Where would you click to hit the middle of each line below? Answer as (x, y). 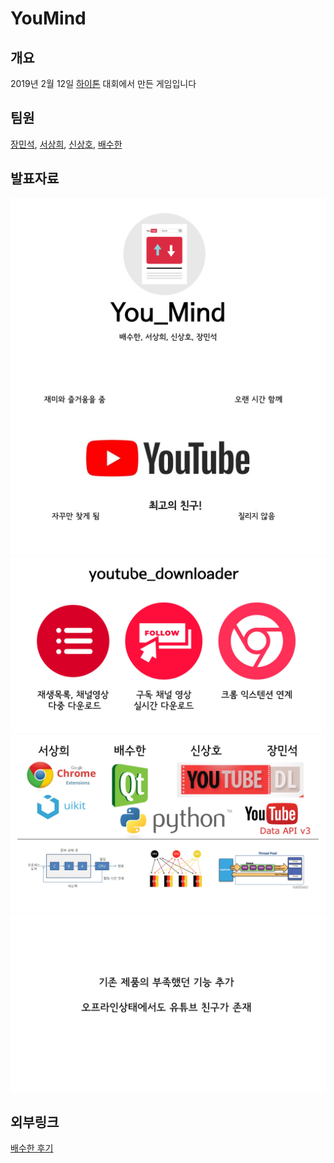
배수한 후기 (32, 1148)
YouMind (48, 18)
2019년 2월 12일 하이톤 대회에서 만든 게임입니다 (103, 83)
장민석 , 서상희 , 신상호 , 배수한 (66, 144)
